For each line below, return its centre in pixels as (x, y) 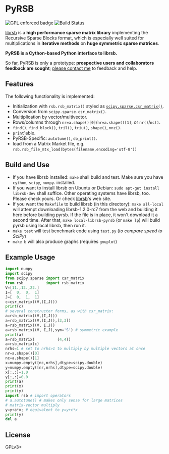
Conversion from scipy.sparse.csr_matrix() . (60, 111)
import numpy (19, 269)
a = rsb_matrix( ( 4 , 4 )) (38, 339)
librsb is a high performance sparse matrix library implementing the (77, 32)
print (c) (14, 307)
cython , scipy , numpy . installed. (44, 182)
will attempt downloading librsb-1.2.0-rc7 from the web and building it (85, 209)
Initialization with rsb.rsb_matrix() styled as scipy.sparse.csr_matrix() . (88, 106)
